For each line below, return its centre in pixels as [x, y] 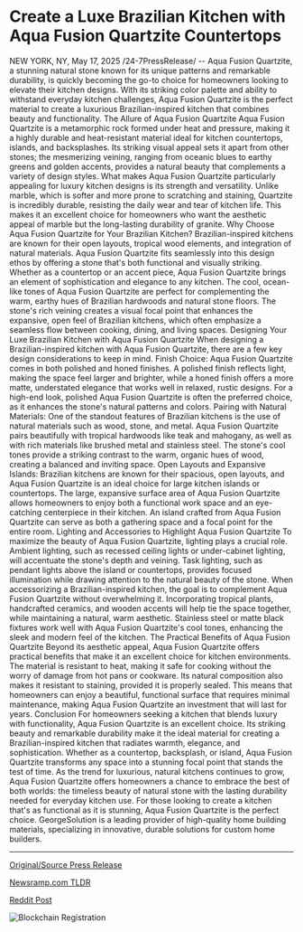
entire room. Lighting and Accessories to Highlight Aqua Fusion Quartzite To [151, 532]
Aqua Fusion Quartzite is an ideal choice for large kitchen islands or [135, 483]
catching [26, 512]
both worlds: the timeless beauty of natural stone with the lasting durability [148, 791]
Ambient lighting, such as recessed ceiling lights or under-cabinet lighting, [147, 551]
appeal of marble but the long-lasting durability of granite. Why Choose [142, 224]
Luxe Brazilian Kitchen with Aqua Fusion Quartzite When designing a [137, 339]
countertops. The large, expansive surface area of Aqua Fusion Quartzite [145, 493]
